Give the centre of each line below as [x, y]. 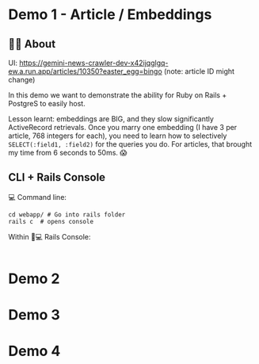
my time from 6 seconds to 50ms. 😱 [68, 153]
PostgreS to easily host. [47, 103]
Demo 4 [34, 351]
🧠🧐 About [32, 44]
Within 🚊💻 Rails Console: [50, 236]
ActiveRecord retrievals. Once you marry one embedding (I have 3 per [123, 127]
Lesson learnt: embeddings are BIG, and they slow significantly [111, 119]
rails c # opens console [51, 221]
